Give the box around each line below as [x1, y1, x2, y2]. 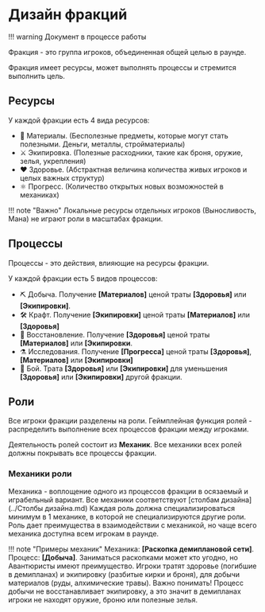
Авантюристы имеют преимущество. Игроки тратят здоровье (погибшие [8, 561, 257, 571]
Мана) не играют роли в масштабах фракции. [8, 213, 163, 224]
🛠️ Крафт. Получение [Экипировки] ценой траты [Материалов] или [19, 310, 251, 319]
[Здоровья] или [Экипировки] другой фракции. [19, 372, 182, 381]
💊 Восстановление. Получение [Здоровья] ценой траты [19, 329, 210, 339]
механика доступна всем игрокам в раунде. [8, 528, 159, 538]
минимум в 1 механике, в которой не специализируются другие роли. [8, 512, 247, 521]
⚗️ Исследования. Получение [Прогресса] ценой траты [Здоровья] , [19, 346, 252, 356]
